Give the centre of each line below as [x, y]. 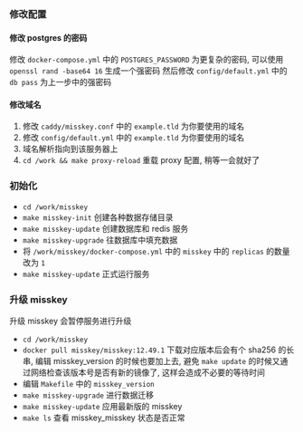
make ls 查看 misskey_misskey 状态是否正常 [104, 418]
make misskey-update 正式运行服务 [86, 274]
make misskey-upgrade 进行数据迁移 [88, 395]
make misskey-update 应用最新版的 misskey [102, 406]
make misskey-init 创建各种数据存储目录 [98, 217]
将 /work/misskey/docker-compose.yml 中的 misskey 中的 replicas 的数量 [156, 251]
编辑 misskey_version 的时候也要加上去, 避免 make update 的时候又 [157, 360]
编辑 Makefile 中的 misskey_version [89, 383]
